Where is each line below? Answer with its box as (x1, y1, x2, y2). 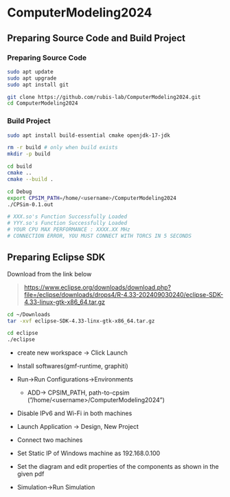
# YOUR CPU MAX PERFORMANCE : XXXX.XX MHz (7, 226, 130, 233)
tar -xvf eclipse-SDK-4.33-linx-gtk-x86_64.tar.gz (7, 318, 155, 324)
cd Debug (7, 188, 32, 195)
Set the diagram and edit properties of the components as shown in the (16, 463, 219, 471)
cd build (7, 163, 32, 170)
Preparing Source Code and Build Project (7, 32, 185, 44)
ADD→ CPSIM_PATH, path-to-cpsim (27, 388, 130, 397)
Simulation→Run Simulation (16, 483, 95, 492)
